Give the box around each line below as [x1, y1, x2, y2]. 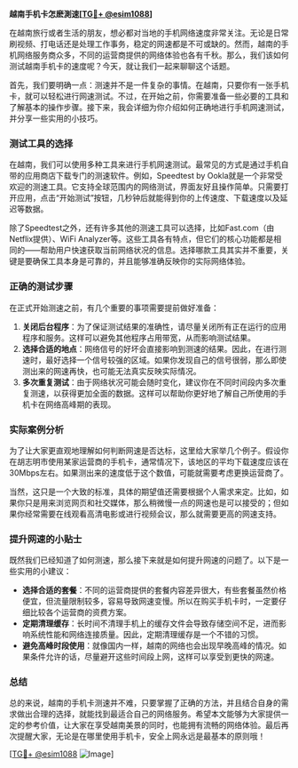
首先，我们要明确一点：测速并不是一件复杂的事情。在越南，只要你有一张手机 [9, 80, 289, 90]
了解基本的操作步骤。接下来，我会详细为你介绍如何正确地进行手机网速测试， [9, 102, 289, 112]
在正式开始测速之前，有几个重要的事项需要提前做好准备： [9, 302, 219, 313]
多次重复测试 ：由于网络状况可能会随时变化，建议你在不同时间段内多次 [21, 377, 279, 388]
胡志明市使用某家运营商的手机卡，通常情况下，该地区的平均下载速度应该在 [16, 456, 289, 467]
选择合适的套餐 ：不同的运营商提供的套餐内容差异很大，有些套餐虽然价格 [21, 585, 286, 596]
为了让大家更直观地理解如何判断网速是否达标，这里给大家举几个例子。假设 [9, 444, 281, 456]
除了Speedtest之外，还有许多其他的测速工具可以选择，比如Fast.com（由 [9, 222, 275, 234]
